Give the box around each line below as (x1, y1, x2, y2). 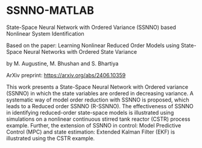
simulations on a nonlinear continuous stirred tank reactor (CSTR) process (6, 115, 191, 123)
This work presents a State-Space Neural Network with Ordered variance (6, 83, 189, 91)
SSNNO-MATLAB (6, 4, 95, 18)
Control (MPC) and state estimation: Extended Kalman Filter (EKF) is (6, 128, 175, 135)
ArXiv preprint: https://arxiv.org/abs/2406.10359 (6, 71, 126, 79)
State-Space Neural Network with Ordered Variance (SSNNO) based (6, 24, 177, 31)
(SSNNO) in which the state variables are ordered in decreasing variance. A (6, 89, 194, 97)
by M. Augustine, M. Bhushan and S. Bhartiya (6, 60, 119, 67)
